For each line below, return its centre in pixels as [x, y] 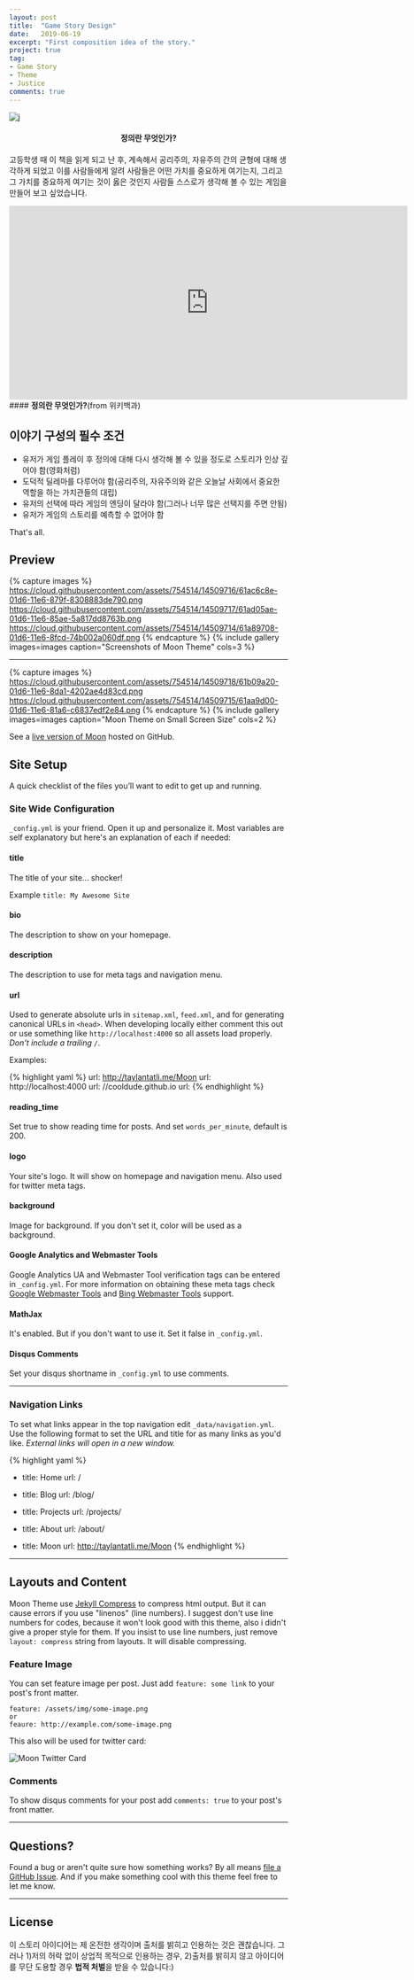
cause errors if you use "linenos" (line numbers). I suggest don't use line [142, 1612]
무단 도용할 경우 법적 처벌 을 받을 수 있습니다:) [96, 1967]
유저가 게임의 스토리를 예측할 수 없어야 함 [93, 514]
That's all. [27, 532]
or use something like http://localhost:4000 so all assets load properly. [141, 1034]
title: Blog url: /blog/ [58, 1495]
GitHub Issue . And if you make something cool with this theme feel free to [144, 1876]
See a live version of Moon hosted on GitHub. [92, 737]
